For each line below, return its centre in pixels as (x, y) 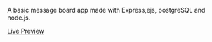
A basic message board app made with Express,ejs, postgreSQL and (106, 10)
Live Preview (26, 31)
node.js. (19, 17)
